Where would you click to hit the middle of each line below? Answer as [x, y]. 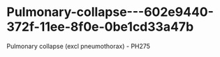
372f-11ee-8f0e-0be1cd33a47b [100, 27]
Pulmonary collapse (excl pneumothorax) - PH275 [79, 46]
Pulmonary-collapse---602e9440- [110, 12]
